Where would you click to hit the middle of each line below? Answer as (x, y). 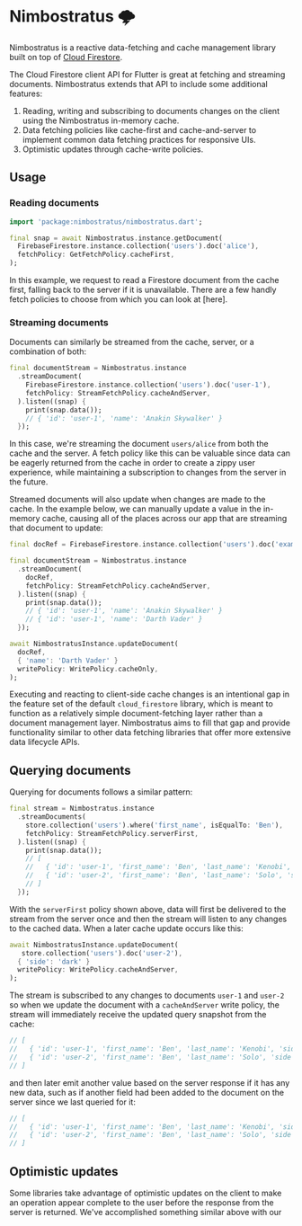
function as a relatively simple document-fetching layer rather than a (136, 714)
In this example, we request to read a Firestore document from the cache (144, 280)
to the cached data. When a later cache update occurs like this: (127, 928)
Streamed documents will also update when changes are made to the (138, 500)
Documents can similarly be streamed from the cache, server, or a (132, 342)
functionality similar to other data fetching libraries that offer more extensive (150, 733)
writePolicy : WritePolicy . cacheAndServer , (98, 970)
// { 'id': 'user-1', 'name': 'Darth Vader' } (114, 619)
